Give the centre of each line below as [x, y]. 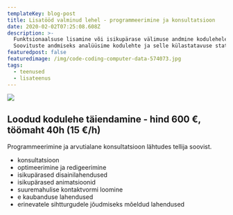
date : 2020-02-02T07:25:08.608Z [54, 26]
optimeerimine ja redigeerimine [62, 168]
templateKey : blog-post [42, 14]
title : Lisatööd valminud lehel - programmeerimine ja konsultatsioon [111, 20]
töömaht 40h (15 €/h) [54, 130]
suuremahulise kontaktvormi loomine [70, 190]
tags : [15, 65]
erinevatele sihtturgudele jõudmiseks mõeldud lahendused [101, 205]
